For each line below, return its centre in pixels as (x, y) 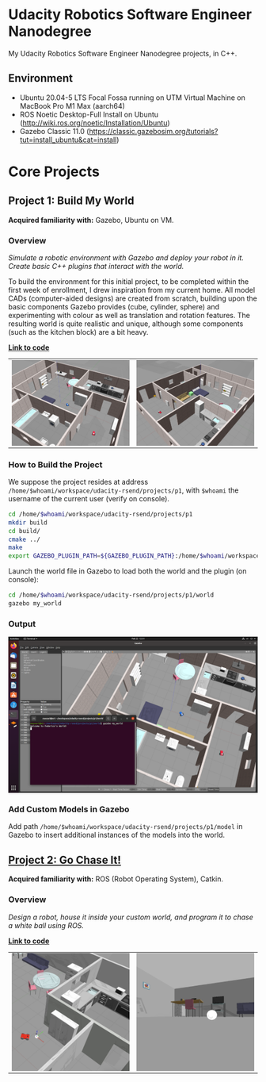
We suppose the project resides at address (78, 482)
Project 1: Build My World (71, 201)
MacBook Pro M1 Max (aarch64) (72, 106)
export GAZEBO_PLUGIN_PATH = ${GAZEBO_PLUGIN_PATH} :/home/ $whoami (116, 556)
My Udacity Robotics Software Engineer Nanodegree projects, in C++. (123, 53)
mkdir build (28, 522)
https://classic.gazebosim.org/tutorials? (154, 131)
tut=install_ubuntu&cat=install (68, 140)
